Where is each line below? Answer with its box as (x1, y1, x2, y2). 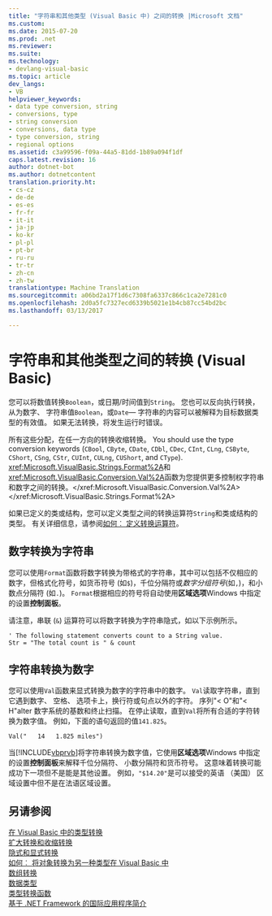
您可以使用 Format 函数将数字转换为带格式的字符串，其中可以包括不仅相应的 (8, 567, 258, 577)
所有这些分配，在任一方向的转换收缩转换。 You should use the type (8, 434, 234, 444)
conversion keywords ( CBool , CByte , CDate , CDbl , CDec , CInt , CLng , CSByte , (8, 444, 250, 454)
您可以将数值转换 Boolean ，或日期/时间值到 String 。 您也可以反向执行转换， (8, 397, 260, 406)
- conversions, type (8, 111, 79, 119)
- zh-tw (8, 276, 35, 284)
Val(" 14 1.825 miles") (8, 732, 104, 740)
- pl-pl (8, 239, 35, 247)
